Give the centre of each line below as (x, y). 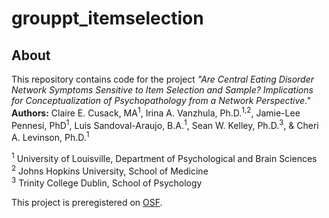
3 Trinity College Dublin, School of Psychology (107, 182)
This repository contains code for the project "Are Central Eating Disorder (163, 79)
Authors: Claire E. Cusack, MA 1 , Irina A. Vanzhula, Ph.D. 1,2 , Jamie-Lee (156, 112)
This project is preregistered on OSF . (87, 202)
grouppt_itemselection (107, 18)
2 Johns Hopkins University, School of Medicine (110, 170)
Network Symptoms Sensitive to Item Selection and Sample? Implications (162, 90)
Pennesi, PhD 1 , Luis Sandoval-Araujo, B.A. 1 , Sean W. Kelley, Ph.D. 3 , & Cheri (165, 124)
